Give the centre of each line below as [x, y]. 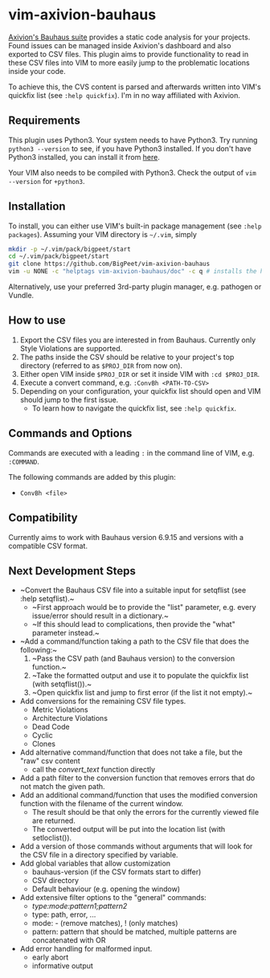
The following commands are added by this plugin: [92, 477]
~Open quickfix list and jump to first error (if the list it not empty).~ [142, 693]
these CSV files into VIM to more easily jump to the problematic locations [129, 63]
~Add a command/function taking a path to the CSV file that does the [134, 641]
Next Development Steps [72, 571]
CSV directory [55, 881]
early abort [50, 957]
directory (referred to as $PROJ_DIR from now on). [101, 365]
